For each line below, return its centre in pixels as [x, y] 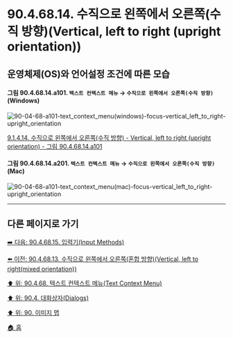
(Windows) [24, 100]
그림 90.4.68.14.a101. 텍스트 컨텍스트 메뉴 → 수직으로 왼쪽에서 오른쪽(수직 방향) [110, 93]
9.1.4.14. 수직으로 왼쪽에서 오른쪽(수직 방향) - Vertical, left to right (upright [109, 137]
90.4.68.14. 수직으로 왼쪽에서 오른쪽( [109, 14]
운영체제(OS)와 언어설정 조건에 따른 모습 [88, 74]
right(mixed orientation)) [42, 269]
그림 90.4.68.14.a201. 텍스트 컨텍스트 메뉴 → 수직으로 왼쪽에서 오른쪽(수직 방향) [111, 163]
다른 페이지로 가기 [43, 224]
